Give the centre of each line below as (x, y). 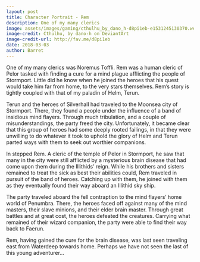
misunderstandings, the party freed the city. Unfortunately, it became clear (98, 123)
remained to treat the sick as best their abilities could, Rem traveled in (92, 173)
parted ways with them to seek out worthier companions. (76, 142)
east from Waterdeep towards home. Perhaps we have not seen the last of (97, 246)
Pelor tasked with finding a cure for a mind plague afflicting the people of (96, 74)
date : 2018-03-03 (28, 45)
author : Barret (25, 51)
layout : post (22, 12)
